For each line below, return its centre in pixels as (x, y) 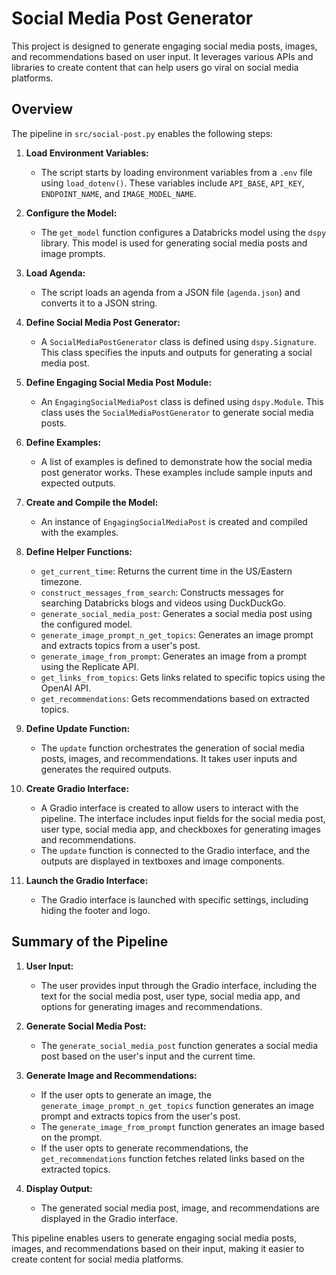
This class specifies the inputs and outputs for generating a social (176, 352)
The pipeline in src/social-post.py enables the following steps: (142, 133)
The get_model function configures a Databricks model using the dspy (183, 232)
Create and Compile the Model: (92, 502)
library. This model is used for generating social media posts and (174, 243)
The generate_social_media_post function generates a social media (179, 1045)
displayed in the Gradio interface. (109, 1218)
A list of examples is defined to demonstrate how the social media (176, 461)
